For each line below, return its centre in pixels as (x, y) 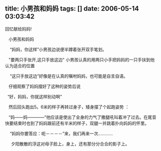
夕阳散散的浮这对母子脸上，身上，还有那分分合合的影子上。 (70, 144)
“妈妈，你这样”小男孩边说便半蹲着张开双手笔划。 (58, 49)
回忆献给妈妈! (19, 29)
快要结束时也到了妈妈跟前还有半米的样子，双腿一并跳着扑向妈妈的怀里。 (77, 123)
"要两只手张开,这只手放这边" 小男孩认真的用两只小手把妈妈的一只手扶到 (80, 60)
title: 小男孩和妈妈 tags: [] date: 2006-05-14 (72, 9)
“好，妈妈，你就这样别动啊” (35, 96)
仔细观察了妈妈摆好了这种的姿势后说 (44, 86)
